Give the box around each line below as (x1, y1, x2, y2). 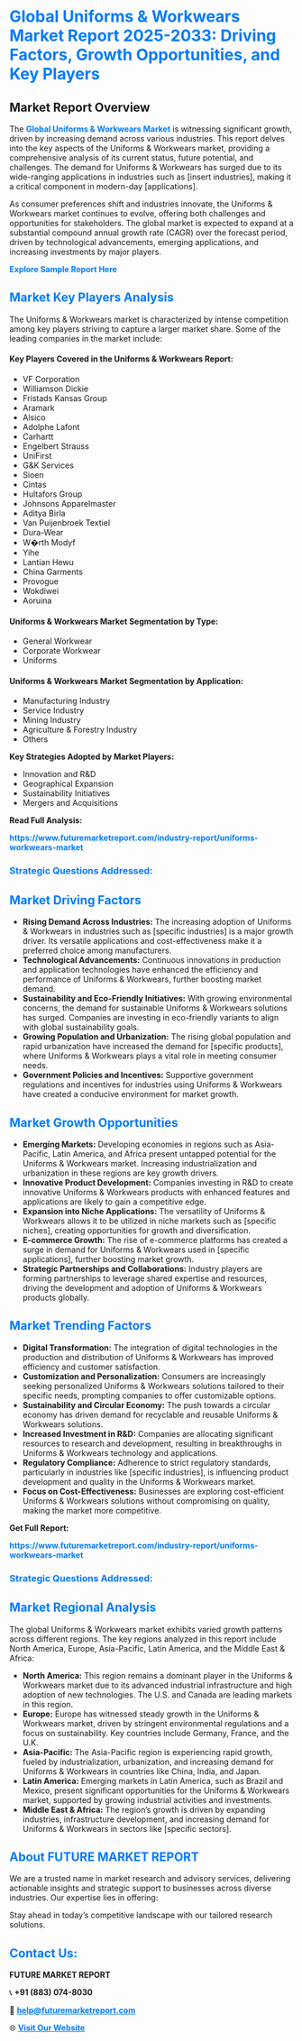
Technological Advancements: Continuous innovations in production (22, 955, 281, 966)
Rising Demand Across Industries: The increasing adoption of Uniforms (22, 917, 292, 928)
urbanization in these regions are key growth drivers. (22, 1167, 219, 1178)
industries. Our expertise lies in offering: (9, 1892, 159, 1903)
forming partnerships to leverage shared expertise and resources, (22, 1273, 268, 1284)
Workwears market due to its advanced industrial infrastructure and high (22, 1679, 293, 1690)
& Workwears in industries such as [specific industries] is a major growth (22, 926, 294, 937)
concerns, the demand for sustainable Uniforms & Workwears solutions (22, 1002, 288, 1013)
